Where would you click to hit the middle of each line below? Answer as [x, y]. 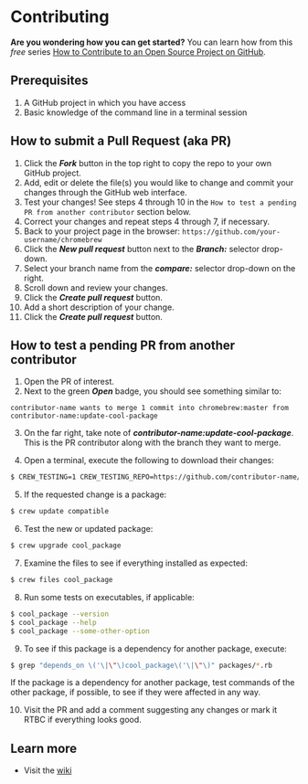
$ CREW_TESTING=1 [43, 477]
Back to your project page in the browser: [102, 231]
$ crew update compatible [59, 512]
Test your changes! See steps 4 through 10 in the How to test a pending [160, 202]
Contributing [60, 17]
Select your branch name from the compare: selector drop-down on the [159, 268]
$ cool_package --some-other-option [80, 631]
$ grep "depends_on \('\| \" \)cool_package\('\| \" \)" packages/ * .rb [142, 665]
